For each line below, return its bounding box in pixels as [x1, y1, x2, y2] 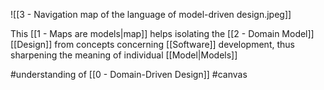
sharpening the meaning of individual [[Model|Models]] [10, 49, 238, 61]
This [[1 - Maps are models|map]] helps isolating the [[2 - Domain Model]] [10, 28, 315, 39]
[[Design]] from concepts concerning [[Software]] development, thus [10, 39, 295, 50]
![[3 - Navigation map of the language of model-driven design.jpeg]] [10, 9, 292, 20]
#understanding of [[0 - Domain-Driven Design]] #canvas [10, 69, 248, 80]
